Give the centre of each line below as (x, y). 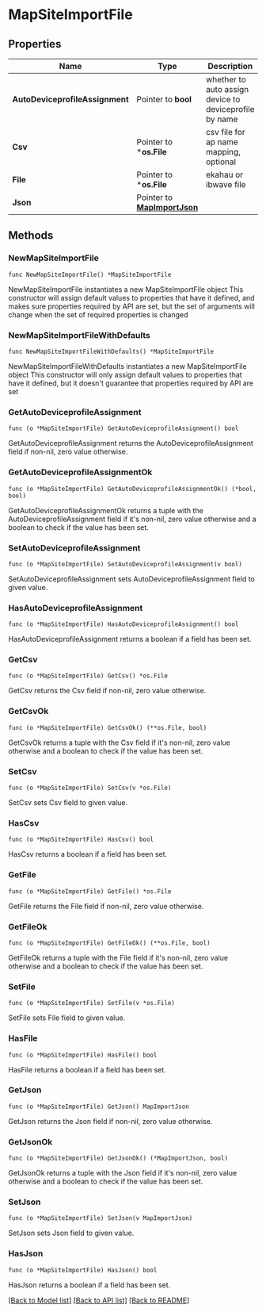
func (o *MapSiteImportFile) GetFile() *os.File (90, 891)
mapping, (223, 152)
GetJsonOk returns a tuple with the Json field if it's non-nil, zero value (123, 1173)
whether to (226, 79)
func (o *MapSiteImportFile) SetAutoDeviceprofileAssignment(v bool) (125, 564)
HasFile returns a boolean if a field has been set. (87, 1069)
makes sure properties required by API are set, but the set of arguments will (131, 306)
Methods (31, 236)
